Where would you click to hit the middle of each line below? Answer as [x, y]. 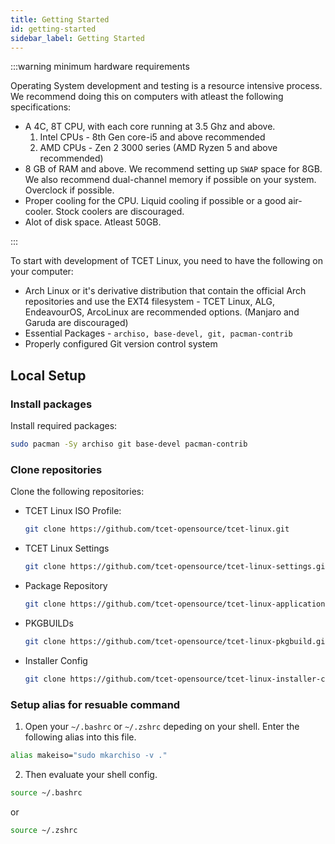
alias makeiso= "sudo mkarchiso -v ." [89, 755]
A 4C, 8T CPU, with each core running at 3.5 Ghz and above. [150, 127]
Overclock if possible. [69, 190]
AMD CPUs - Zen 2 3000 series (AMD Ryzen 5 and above [158, 148]
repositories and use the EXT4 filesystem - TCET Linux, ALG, [150, 302]
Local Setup [48, 375]
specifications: [41, 107]
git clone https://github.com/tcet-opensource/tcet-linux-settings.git [177, 567]
